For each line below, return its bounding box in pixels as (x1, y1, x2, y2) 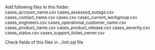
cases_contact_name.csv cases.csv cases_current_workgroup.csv (5, 15, 138, 20)
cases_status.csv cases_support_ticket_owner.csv (5, 30, 105, 35)
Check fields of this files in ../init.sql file (5, 39, 84, 45)
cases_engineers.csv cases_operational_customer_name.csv (5, 19, 127, 25)
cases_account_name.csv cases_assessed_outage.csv (5, 9, 114, 15)
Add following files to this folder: (5, 4, 70, 10)
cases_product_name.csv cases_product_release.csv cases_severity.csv (5, 25, 151, 31)
